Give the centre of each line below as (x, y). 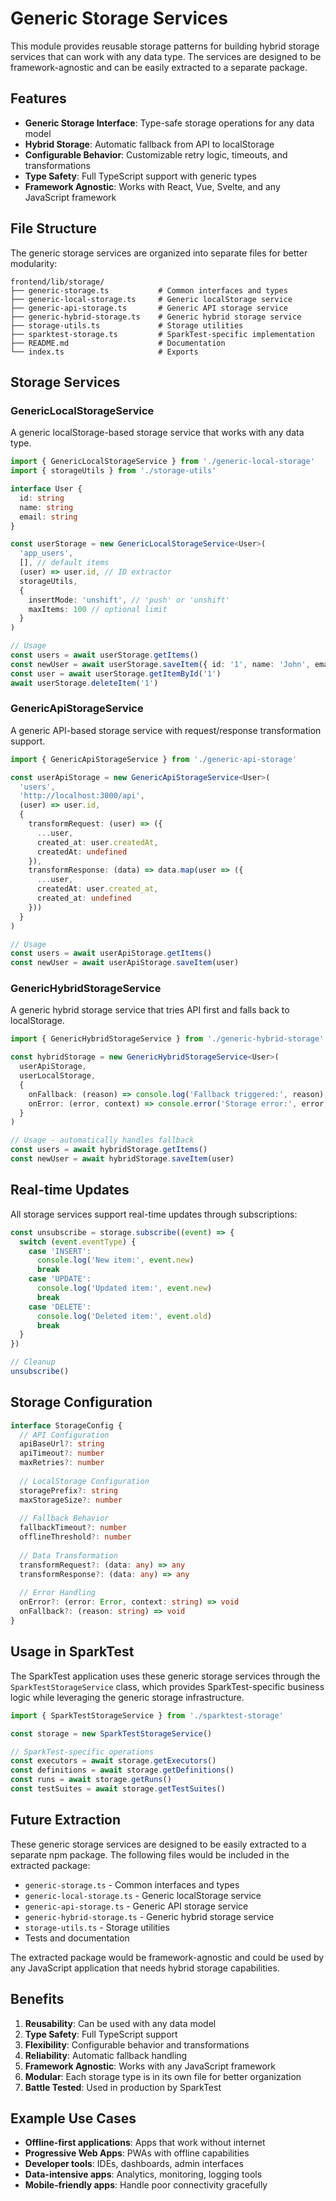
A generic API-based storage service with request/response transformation (166, 730)
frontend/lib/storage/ (57, 282)
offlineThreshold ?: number (75, 1537)
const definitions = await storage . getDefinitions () (122, 1770)
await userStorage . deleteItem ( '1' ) (84, 683)
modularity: (34, 263)
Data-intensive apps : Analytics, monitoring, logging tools (143, 2174)
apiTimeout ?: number (62, 1453)
